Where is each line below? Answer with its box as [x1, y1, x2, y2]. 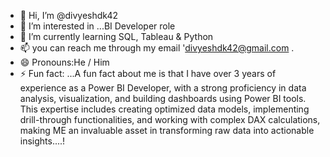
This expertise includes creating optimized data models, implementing [19, 103, 310, 115]
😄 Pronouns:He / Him [19, 56, 110, 68]
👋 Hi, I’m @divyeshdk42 [19, 10, 118, 21]
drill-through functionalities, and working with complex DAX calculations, [19, 114, 321, 125]
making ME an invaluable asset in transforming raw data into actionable [19, 125, 315, 136]
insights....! [19, 135, 66, 147]
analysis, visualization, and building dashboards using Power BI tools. [19, 93, 307, 104]
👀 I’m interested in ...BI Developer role [19, 20, 176, 32]
